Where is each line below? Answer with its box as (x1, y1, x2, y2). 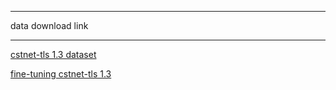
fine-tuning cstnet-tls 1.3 (10, 68, 112, 80)
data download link (10, 20, 89, 31)
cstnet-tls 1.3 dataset (10, 49, 97, 60)
